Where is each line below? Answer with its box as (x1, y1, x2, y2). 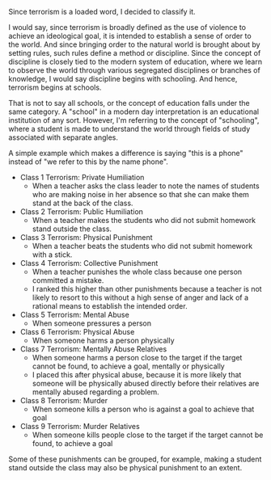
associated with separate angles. (8, 133, 119, 142)
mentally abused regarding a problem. (32, 387, 159, 397)
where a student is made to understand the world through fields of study (8, 124, 251, 133)
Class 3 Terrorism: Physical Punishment (19, 233, 153, 242)
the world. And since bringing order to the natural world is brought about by (8, 40, 260, 49)
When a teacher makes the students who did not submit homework (32, 216, 256, 225)
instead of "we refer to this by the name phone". (8, 157, 168, 166)
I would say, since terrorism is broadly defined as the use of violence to (8, 23, 247, 32)
